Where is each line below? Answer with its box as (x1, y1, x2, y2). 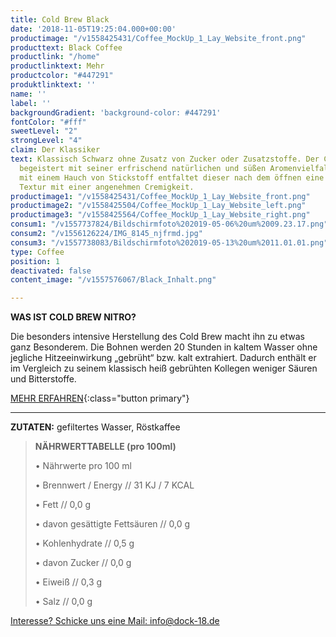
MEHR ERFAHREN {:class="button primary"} (10, 392, 190, 405)
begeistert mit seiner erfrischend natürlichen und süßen (19, 163, 267, 173)
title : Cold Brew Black (10, 14, 110, 25)
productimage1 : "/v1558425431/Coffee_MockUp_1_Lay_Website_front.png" (10, 191, 311, 201)
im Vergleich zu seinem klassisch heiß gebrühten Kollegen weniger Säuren (10, 362, 318, 375)
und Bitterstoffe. (10, 373, 77, 385)
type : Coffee (10, 247, 65, 257)
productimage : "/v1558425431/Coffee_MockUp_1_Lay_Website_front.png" (10, 33, 307, 43)
